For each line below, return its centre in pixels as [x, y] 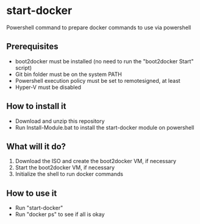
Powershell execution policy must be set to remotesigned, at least [98, 80]
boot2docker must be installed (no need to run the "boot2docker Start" [104, 61]
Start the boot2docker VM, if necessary [65, 167]
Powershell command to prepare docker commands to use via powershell [99, 27]
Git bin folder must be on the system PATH [68, 74]
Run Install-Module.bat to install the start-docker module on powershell [105, 127]
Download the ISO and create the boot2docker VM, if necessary [96, 161]
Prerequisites [32, 47]
